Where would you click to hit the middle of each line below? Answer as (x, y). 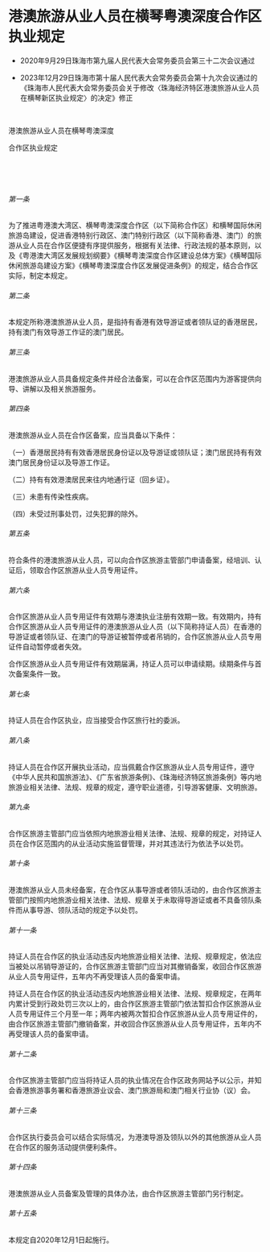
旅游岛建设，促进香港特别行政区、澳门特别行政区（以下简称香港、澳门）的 (131, 235)
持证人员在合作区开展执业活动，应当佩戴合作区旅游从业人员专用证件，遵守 (131, 767)
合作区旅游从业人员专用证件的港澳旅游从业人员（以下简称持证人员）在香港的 (135, 627)
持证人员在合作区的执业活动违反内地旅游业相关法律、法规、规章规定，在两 (131, 994)
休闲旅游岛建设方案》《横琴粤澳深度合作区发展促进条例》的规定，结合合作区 (133, 266)
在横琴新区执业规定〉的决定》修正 (76, 97)
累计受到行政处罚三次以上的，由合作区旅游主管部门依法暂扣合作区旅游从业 (138, 1004)
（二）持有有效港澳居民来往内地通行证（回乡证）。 (91, 479)
